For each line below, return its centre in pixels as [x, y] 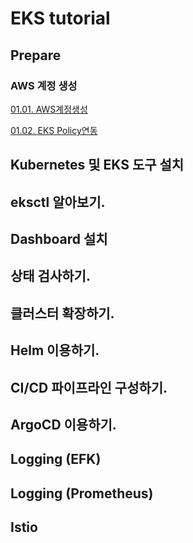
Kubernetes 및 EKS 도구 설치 [97, 165]
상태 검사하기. [50, 276]
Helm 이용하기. [55, 350]
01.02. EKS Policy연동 [54, 130]
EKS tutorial [60, 18]
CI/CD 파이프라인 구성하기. [89, 387]
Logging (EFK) [56, 459]
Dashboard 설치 [59, 239]
